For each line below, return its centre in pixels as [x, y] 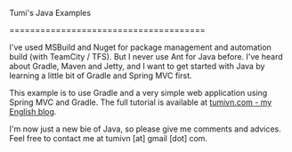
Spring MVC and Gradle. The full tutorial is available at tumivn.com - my [141, 102]
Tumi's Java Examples [50, 13]
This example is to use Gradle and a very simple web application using [138, 93]
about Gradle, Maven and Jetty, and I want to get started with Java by [137, 66]
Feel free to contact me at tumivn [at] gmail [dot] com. [108, 138]
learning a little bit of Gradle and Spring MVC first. [101, 76]
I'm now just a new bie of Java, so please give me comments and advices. [146, 129]
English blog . [33, 112]
